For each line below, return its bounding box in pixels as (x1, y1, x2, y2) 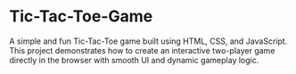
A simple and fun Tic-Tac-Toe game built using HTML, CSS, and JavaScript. (9, 36, 288, 46)
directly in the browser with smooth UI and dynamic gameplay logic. (9, 54, 259, 65)
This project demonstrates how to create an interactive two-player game (9, 45, 275, 55)
